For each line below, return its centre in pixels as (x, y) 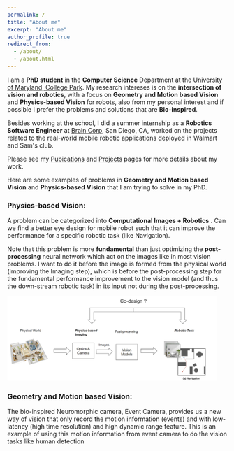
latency (18, 427)
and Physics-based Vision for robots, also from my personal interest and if (116, 102)
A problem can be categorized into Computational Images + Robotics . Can (117, 221)
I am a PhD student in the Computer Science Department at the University (115, 80)
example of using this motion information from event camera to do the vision (117, 434)
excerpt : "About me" (37, 29)
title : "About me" (34, 22)
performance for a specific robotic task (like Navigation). (89, 236)
